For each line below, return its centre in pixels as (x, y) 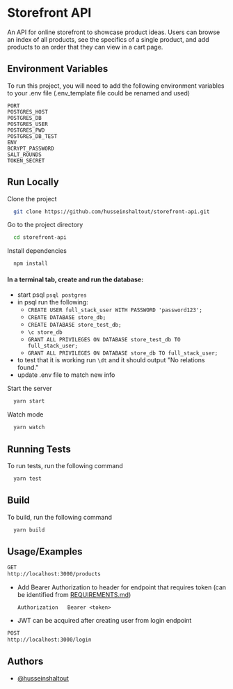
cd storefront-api (40, 238)
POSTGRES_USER (28, 124)
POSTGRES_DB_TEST (32, 136)
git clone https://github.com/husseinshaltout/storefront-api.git (112, 211)
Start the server (30, 389)
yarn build (29, 530)
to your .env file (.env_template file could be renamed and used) (98, 93)
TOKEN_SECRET (26, 161)
